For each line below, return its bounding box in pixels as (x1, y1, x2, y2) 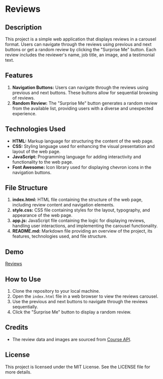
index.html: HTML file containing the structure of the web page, (12, 197, 143, 203)
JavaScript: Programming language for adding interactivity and (12, 154, 141, 160)
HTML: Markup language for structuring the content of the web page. (12, 138, 154, 144)
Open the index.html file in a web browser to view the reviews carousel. (12, 293, 159, 299)
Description (5, 23, 42, 32)
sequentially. (12, 304, 38, 310)
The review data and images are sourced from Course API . (12, 336, 131, 342)
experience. (12, 110, 37, 116)
